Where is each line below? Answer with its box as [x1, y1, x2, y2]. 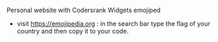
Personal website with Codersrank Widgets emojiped [6, 6, 161, 14]
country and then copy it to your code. [16, 27, 129, 35]
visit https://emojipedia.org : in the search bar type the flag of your [16, 20, 211, 27]
